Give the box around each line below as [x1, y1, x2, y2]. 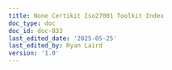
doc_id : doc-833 [8, 27, 63, 35]
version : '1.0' [8, 49, 60, 57]
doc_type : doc [8, 19, 57, 27]
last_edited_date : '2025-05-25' [8, 34, 117, 43]
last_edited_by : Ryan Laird [8, 42, 103, 50]
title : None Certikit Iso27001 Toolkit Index [8, 11, 164, 20]
